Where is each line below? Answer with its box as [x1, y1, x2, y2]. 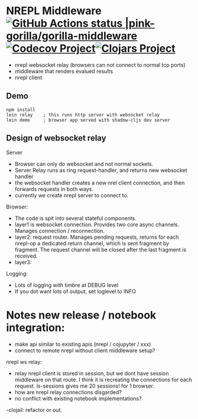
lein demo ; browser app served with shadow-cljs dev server [6, 117, 170, 123]
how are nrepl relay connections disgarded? [14, 388, 122, 395]
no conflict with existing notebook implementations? [14, 395, 142, 402]
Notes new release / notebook [6, 308, 157, 321]
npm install [6, 106, 35, 113]
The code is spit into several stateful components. [14, 215, 137, 222]
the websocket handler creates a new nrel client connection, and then [14, 179, 185, 186]
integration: [6, 321, 65, 334]
